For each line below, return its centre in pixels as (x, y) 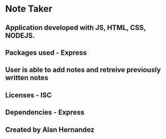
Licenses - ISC (29, 95)
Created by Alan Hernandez (50, 130)
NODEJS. (20, 35)
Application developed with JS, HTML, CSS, (75, 28)
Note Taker (29, 9)
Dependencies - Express (45, 112)
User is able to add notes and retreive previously (83, 70)
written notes (27, 78)
